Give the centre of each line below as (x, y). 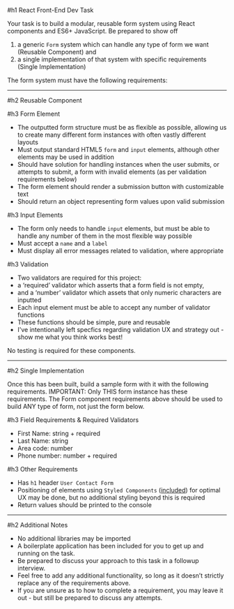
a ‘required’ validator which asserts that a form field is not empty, (110, 285)
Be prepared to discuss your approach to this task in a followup (108, 561)
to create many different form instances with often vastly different (112, 135)
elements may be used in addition (66, 157)
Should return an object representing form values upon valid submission (121, 201)
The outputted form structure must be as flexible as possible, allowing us (122, 127)
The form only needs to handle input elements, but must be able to (114, 228)
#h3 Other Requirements (42, 469)
